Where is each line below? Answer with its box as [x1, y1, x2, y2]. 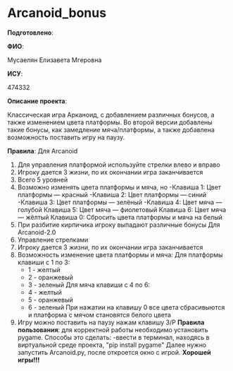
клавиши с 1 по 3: [17, 258, 70, 266]
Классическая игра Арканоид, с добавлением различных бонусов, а [7, 110, 215, 119]
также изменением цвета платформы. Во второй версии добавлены [7, 118, 213, 126]
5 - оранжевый [27, 295, 74, 304]
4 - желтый [27, 288, 62, 296]
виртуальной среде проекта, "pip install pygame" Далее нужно [17, 341, 207, 349]
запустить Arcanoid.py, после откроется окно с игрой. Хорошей [17, 348, 211, 356]
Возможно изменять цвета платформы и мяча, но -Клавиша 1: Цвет [17, 182, 222, 192]
